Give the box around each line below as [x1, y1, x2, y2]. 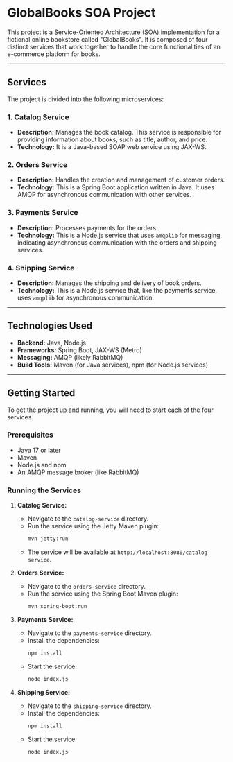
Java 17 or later [17, 446, 61, 454]
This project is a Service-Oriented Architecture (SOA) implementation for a [7, 28, 220, 36]
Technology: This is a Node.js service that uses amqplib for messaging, [17, 231, 223, 239]
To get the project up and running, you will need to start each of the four [7, 406, 214, 414]
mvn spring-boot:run [27, 603, 87, 610]
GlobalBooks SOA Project [7, 5, 156, 21]
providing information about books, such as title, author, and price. [17, 135, 208, 144]
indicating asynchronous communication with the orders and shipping [17, 238, 217, 247]
